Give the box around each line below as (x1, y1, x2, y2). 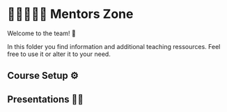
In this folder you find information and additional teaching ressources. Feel (7, 42, 221, 50)
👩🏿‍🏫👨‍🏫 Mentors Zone (7, 6, 134, 22)
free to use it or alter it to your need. (7, 50, 111, 58)
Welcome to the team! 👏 (7, 29, 77, 37)
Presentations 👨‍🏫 (7, 93, 84, 105)
